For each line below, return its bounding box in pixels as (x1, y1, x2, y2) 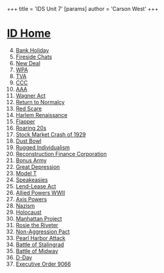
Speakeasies (15, 176, 48, 183)
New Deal (15, 59, 41, 66)
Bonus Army (15, 157, 47, 164)
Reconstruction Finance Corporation (15, 150, 107, 157)
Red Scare (15, 105, 42, 112)
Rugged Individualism (15, 143, 70, 151)
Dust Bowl (15, 137, 42, 144)
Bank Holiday (15, 46, 49, 54)
